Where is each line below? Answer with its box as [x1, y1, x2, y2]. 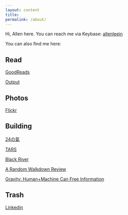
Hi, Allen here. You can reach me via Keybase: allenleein [5, 31, 123, 37]
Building [5, 122, 32, 130]
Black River [5, 156, 29, 162]
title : [5, 12, 19, 17]
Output [5, 79, 20, 85]
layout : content [5, 7, 40, 13]
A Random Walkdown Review [5, 166, 67, 172]
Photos [5, 94, 28, 102]
